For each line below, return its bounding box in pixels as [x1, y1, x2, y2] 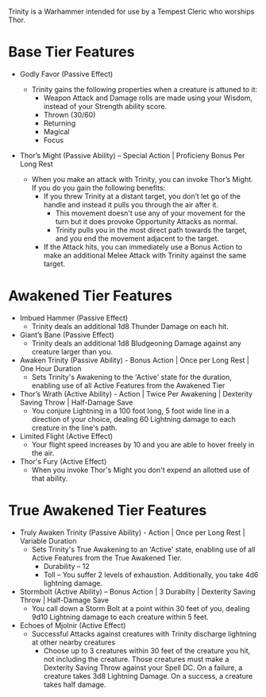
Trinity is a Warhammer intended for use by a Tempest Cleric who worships [8, 7, 255, 16]
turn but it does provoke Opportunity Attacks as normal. [55, 216, 238, 226]
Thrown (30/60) [43, 110, 96, 119]
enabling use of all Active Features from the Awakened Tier [31, 381, 226, 390]
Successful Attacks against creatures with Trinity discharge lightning [31, 629, 256, 638]
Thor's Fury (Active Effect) [19, 456, 107, 466]
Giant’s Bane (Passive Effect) [19, 330, 115, 339]
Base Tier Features [8, 43, 135, 61]
